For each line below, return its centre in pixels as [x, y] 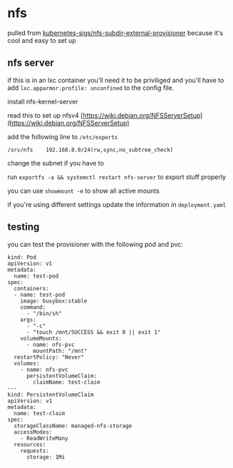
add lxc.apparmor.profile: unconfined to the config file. [91, 88]
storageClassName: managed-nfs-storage [73, 426]
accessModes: [33, 432]
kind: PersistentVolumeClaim [51, 395]
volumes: [27, 363]
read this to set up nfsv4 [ [45, 115]
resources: [30, 444]
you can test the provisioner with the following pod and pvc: [95, 244]
